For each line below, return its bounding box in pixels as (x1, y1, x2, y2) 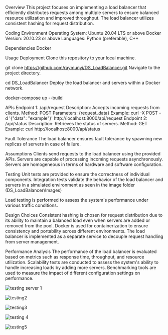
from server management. (5, 239, 59, 244)
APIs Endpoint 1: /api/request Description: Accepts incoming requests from (5, 105, 160, 110)
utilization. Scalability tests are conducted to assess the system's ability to (5, 259, 159, 265)
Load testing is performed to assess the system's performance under (5, 197, 149, 203)
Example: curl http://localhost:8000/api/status (5, 126, 100, 132)
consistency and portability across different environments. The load (5, 228, 145, 234)
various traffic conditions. (5, 202, 58, 208)
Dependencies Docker (5, 45, 52, 51)
